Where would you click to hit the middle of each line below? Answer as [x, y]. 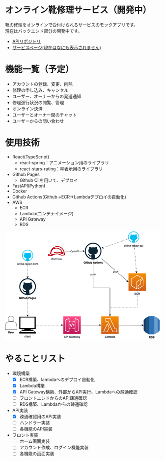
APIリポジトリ [27, 41]
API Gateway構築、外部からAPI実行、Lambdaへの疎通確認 [78, 392]
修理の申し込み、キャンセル [40, 90]
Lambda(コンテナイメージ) [46, 213]
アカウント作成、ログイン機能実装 [54, 448]
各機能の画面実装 [37, 454]
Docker [20, 191]
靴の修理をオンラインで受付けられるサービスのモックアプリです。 [72, 25]
